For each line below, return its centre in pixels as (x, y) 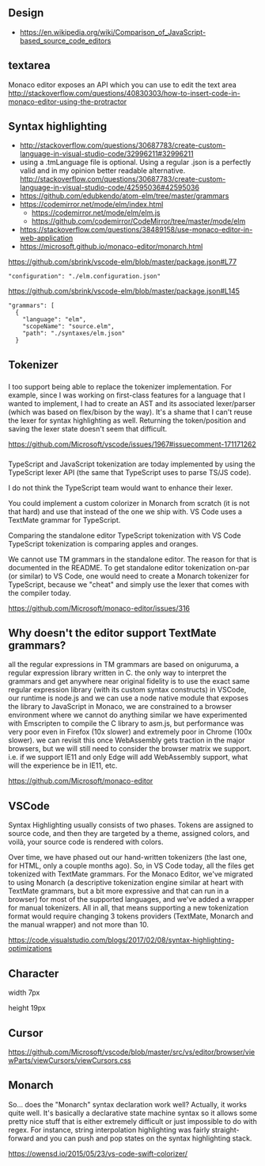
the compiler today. (40, 593)
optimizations (30, 949)
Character (34, 974)
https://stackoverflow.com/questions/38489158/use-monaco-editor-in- (136, 230)
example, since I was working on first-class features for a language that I (127, 395)
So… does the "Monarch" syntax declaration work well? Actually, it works (128, 1104)
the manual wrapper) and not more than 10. (78, 925)
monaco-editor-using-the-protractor (68, 102)
